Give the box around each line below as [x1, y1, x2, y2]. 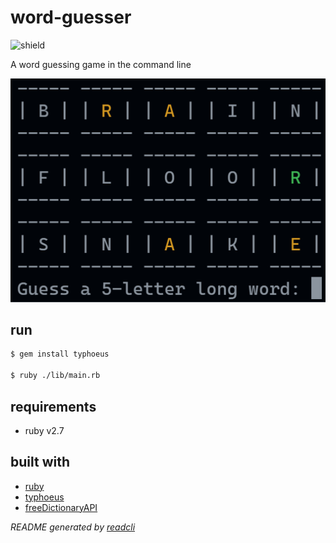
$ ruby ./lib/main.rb [10, 371, 101, 381]
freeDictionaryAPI [24, 501, 98, 513]
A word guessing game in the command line [10, 58, 192, 70]
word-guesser [10, 6, 132, 29]
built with [10, 454, 71, 471]
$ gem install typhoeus [10, 349, 110, 360]
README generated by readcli [10, 521, 136, 533]
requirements [10, 398, 97, 415]
